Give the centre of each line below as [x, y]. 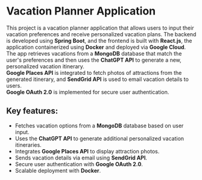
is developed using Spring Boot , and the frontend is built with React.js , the [99, 40]
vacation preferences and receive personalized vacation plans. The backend [101, 34]
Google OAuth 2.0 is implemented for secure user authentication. [88, 92]
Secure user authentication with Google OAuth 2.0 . [79, 164]
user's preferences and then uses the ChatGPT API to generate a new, [94, 60]
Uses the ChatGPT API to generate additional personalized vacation [99, 138]
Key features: [32, 111]
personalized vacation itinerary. [45, 66]
